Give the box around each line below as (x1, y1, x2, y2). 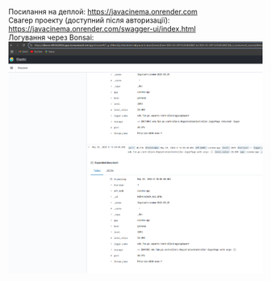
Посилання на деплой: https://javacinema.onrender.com (8, 7, 198, 16)
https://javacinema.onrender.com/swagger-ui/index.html (8, 24, 196, 33)
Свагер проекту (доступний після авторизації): (8, 15, 171, 25)
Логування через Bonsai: (8, 32, 94, 42)
